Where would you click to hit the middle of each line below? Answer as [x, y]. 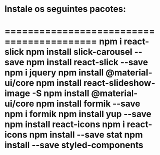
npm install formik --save [88, 104]
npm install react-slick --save [87, 62]
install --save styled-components [74, 145]
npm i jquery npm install [54, 73]
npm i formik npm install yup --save [78, 114]
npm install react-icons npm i [65, 125]
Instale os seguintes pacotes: [65, 9]
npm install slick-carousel [79, 52]
